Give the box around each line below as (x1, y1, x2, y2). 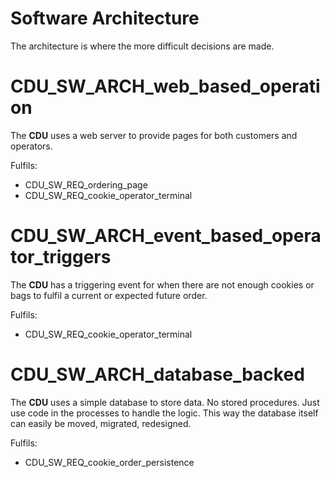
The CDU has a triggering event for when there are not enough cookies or (10, 278, 315, 291)
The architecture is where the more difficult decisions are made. (10, 40, 275, 52)
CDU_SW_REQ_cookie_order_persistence (24, 456, 195, 468)
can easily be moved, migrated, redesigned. (10, 417, 192, 429)
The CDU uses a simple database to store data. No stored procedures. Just (10, 396, 320, 408)
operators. (10, 140, 53, 152)
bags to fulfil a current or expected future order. (10, 289, 208, 301)
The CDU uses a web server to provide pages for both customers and (10, 129, 298, 141)
